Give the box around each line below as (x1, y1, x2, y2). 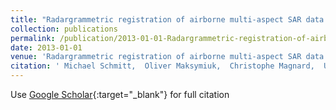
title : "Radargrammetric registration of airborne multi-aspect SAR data (10, 14, 325, 25)
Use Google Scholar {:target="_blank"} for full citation (10, 89, 230, 100)
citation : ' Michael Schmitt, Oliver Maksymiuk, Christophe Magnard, (10, 61, 315, 71)
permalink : (10, 33, 56, 43)
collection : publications (10, 24, 118, 34)
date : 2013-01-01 (10, 42, 83, 53)
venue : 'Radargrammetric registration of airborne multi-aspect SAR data (10, 52, 325, 62)
